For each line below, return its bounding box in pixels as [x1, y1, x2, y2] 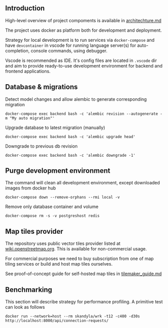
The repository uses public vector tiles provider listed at [5, 240, 121, 246]
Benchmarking [5, 285, 53, 294]
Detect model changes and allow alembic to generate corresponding [5, 96, 147, 102]
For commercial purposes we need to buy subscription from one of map [5, 255, 154, 261]
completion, [5, 47, 30, 53]
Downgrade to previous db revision [5, 143, 78, 149]
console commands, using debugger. [31, 47, 108, 53]
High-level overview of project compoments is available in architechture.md [5, 17, 161, 23]
